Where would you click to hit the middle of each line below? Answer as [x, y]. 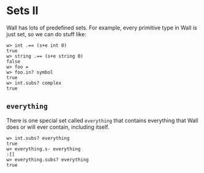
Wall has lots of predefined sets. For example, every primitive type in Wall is [102, 28]
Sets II [22, 11]
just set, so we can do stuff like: [47, 34]
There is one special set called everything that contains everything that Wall [102, 120]
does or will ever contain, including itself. [58, 127]
